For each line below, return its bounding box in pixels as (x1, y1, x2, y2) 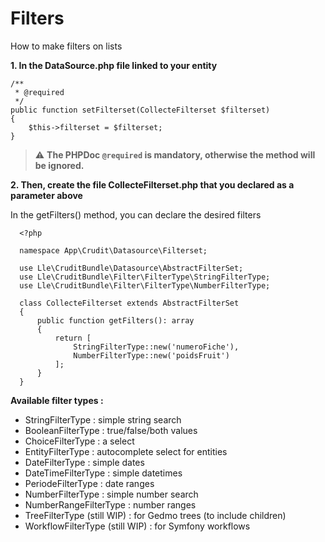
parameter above (10, 189, 83, 201)
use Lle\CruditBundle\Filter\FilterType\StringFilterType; (19, 272, 271, 282)
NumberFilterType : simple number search (24, 488, 199, 500)
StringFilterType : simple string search (24, 413, 182, 426)
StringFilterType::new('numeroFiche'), (73, 342, 240, 352)
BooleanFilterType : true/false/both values (24, 424, 198, 436)
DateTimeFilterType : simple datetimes (24, 467, 183, 479)
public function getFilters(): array (36, 315, 195, 326)
